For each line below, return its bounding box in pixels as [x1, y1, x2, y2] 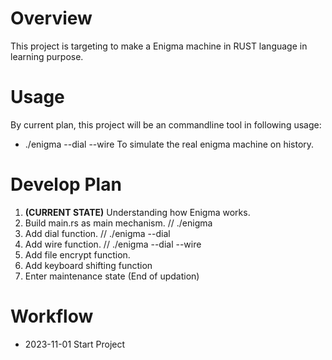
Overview [10, 7, 93, 30]
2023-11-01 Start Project [24, 338, 126, 350]
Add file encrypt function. [24, 248, 131, 261]
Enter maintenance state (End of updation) [24, 270, 200, 282]
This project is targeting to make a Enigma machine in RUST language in [10, 40, 308, 52]
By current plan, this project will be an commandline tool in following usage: [10, 118, 322, 131]
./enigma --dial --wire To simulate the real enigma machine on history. [24, 138, 315, 150]
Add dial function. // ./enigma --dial [24, 227, 171, 239]
